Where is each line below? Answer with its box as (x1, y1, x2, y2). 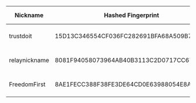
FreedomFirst (9, 80, 45, 88)
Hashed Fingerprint (104, 11, 159, 19)
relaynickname (9, 56, 50, 64)
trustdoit (9, 32, 32, 40)
